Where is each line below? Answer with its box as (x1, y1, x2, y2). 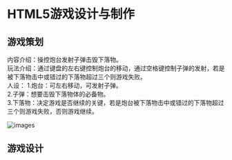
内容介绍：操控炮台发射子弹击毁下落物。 (7, 56, 122, 63)
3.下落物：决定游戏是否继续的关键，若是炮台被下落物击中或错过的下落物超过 (7, 99, 224, 107)
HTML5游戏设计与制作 (7, 6, 135, 22)
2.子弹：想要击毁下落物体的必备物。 (7, 90, 110, 98)
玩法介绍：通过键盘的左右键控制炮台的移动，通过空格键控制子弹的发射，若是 (7, 64, 225, 72)
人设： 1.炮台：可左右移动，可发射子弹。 (7, 81, 122, 90)
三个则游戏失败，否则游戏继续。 (7, 108, 98, 115)
